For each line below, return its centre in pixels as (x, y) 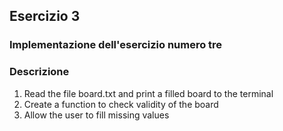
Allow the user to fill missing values (96, 115)
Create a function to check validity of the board (121, 104)
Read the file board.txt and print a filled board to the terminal (148, 93)
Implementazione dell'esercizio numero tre (116, 45)
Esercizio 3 (45, 16)
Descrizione (39, 72)
